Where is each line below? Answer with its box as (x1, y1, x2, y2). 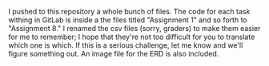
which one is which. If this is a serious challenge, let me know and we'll (8, 41, 243, 50)
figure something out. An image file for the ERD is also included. (8, 49, 219, 58)
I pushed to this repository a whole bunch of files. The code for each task (8, 7, 251, 16)
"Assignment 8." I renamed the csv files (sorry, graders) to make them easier (8, 24, 261, 33)
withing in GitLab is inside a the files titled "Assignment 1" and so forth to (8, 15, 247, 25)
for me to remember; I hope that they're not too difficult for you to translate (8, 32, 255, 41)
